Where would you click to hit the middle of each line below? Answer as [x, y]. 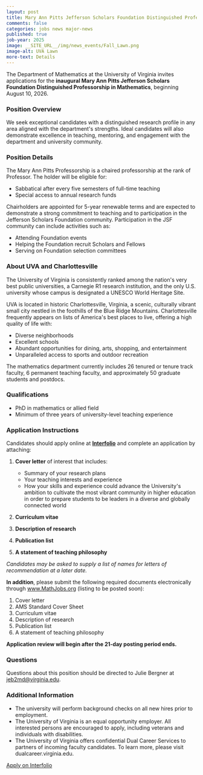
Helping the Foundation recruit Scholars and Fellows [80, 244]
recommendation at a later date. [47, 570]
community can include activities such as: [58, 226]
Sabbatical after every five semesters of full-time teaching [87, 189]
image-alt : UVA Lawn [32, 51]
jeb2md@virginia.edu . [34, 679]
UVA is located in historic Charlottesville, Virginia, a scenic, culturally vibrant [101, 304]
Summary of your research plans [65, 473]
